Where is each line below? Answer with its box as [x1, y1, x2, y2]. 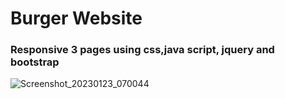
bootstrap [10, 55, 60, 69]
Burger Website [10, 7, 143, 30]
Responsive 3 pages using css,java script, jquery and [10, 43, 275, 57]
